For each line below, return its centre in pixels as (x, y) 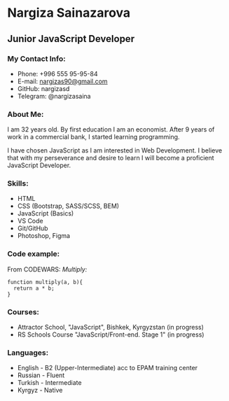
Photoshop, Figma (44, 236)
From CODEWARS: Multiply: (47, 269)
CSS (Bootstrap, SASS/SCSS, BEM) (68, 206)
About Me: (26, 114)
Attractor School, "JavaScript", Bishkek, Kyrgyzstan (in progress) (111, 328)
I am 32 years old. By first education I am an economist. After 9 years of (111, 129)
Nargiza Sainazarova (69, 13)
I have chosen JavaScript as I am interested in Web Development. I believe (115, 150)
